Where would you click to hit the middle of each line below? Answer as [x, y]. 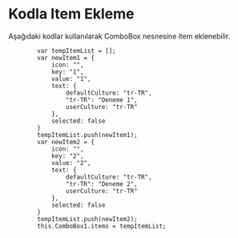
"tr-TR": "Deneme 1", [101, 100]
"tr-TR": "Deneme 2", [101, 184]
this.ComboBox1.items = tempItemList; [102, 226]
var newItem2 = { [66, 142]
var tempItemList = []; [77, 50]
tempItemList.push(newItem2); [87, 219]
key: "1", [67, 72]
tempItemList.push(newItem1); [87, 135]
